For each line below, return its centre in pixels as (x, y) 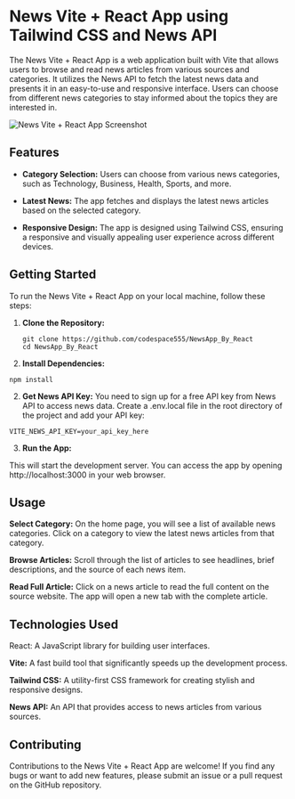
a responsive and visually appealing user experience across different (148, 237)
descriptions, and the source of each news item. (98, 570)
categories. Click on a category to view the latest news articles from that (142, 534)
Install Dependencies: (63, 363)
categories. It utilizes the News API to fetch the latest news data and (134, 78)
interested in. (33, 107)
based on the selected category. (81, 210)
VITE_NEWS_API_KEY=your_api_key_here (79, 431)
